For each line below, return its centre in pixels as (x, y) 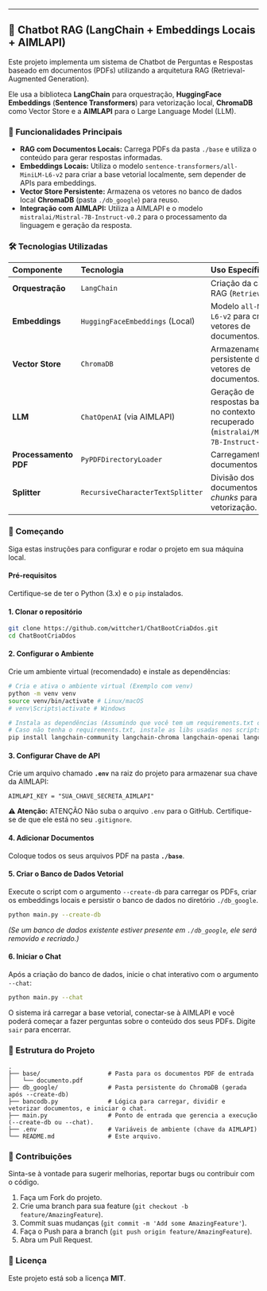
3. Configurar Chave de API (54, 755)
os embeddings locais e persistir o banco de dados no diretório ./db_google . (133, 900)
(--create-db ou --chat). (51, 1123)
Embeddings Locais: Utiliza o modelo (81, 166)
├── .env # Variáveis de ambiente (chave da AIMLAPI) (133, 1130)
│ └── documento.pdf (46, 1081)
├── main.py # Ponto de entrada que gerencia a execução (133, 1116)
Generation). (69, 78)
